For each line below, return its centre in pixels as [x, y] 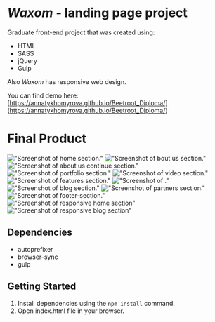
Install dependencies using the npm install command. [96, 303]
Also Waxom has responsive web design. [67, 81]
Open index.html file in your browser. [71, 311]
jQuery [27, 60]
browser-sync [38, 257]
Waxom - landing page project [98, 13]
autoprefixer [35, 249]
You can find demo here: [43, 95]
